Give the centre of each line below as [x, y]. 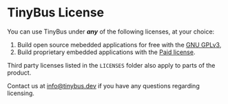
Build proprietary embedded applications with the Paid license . [106, 52]
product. [19, 73]
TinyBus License [56, 13]
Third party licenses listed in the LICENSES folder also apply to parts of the [111, 65]
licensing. [21, 93]
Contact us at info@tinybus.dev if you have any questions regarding [103, 86]
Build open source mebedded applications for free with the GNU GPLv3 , [119, 44]
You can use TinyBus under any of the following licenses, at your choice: [111, 31]
